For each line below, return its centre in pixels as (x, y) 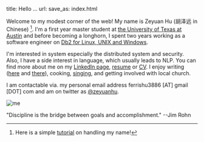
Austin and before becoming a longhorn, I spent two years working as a (96, 35)
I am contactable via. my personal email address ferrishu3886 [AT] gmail (97, 85)
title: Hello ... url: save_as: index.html (52, 9)
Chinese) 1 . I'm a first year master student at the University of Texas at (94, 29)
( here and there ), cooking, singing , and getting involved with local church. (99, 73)
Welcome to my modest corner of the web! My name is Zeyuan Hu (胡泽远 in (102, 21)
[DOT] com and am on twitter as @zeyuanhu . (63, 91)
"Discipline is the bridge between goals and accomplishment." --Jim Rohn (99, 115)
